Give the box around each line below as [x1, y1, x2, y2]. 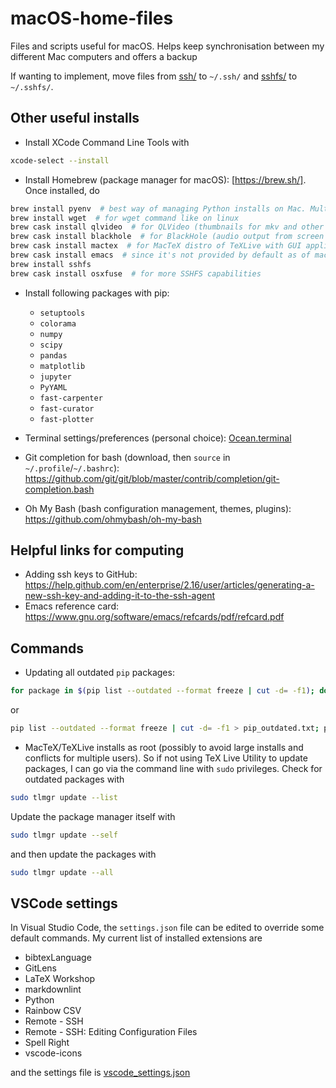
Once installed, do [24, 184, 100, 196]
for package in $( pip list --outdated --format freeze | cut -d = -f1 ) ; [10, 686, 316, 696]
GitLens [24, 962, 57, 974]
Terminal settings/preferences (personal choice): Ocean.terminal [24, 432, 292, 444]
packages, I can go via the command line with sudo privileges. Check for [24, 763, 323, 774]
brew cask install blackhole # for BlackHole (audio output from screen [10, 232, 325, 242]
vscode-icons [24, 1047, 83, 1059]
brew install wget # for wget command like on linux [10, 213, 240, 223]
